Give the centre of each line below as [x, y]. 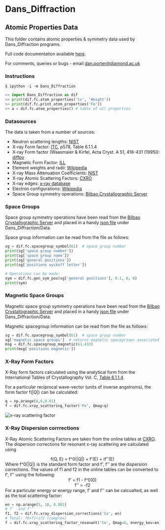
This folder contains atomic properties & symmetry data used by [70, 39]
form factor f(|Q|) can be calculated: [42, 392]
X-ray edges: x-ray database [41, 184]
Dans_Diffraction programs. [33, 44]
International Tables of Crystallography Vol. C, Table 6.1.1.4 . [65, 377]
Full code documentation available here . [45, 54]
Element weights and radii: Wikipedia [50, 168]
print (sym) [16, 283]
